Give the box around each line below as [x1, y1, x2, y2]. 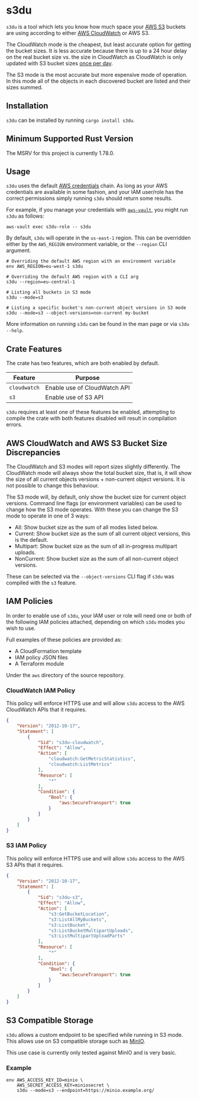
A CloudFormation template [14, 647, 82, 654]
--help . [6, 327, 24, 334]
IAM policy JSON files [14, 654, 68, 661]
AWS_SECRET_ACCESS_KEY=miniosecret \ [17, 1082, 110, 1088]
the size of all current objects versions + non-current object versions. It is [6, 476, 185, 483]
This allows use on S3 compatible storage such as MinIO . [6, 1037, 146, 1045]
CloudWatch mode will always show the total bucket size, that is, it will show [6, 470, 192, 476]
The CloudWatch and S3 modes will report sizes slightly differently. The [6, 463, 180, 470]
